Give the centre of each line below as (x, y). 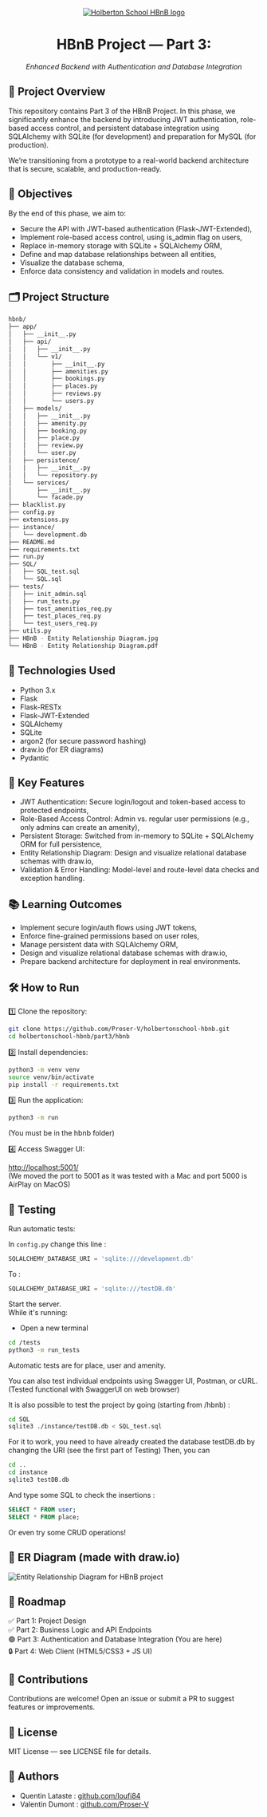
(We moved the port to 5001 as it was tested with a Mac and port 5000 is (128, 1176)
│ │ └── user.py (43, 453)
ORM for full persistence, (61, 844)
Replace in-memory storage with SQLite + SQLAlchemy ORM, (121, 245)
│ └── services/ (39, 483)
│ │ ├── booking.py (48, 431)
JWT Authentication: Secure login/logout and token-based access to (132, 802)
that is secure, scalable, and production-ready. (85, 168)
